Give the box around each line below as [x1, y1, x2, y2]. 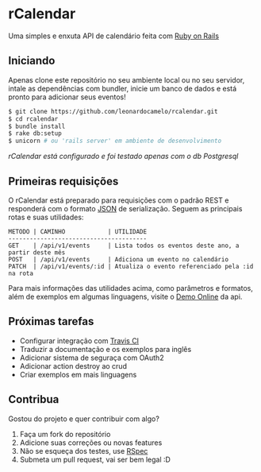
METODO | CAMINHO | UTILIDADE [8, 227, 148, 235]
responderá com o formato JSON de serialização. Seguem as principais [8, 203, 243, 213]
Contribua [8, 393, 59, 406]
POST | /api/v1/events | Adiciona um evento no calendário [8, 255, 228, 263]
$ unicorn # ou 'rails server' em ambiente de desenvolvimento [8, 137, 222, 145]
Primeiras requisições [8, 174, 119, 188]
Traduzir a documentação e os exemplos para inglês [19, 344, 192, 354]
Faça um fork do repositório [19, 429, 111, 439]
